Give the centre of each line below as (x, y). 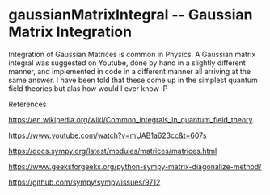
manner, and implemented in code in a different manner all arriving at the (130, 71)
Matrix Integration (70, 32)
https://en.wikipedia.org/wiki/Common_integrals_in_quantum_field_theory (131, 119)
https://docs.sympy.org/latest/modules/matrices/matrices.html (113, 151)
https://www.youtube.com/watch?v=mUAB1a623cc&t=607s (108, 135)
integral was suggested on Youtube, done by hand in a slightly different (127, 63)
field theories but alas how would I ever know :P (88, 88)
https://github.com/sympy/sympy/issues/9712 (84, 182)
